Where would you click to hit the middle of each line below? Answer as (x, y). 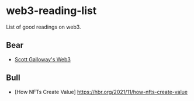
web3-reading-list (51, 11)
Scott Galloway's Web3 (43, 59)
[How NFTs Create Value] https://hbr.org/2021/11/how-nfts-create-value (101, 92)
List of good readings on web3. (44, 27)
